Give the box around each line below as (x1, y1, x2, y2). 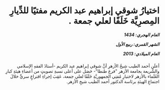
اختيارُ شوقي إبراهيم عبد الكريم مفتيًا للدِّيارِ (9, 5, 160, 16)
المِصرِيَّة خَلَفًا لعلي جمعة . (68, 15, 160, 26)
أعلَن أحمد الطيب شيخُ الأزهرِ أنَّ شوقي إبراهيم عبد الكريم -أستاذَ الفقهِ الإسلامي (17, 63, 160, 69)
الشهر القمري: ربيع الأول (116, 41, 160, 47)
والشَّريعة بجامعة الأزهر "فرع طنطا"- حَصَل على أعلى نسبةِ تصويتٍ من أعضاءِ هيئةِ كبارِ (5, 68, 160, 74)
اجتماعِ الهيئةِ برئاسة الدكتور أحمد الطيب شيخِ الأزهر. (66, 79, 160, 85)
